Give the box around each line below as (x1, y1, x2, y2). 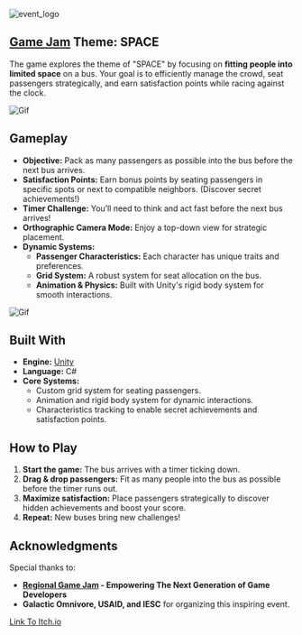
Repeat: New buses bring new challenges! (22, 512, 181, 523)
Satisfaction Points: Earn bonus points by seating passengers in (22, 174, 263, 185)
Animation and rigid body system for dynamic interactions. (35, 395, 254, 406)
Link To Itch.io (9, 616, 61, 627)
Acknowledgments (9, 538, 119, 554)
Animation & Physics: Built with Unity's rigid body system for (35, 280, 264, 290)
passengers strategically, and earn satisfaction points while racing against (9, 78, 285, 88)
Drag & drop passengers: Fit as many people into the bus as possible (22, 474, 281, 484)
